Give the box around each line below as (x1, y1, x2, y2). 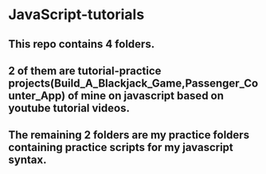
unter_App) (8, 89, 66, 102)
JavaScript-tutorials (8, 6, 145, 24)
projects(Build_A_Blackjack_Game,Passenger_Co (8, 76, 259, 90)
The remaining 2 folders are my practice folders (8, 129, 249, 142)
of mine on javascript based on (67, 89, 225, 102)
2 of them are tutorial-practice (8, 64, 162, 77)
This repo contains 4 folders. (8, 37, 155, 51)
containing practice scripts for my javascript (8, 141, 233, 154)
